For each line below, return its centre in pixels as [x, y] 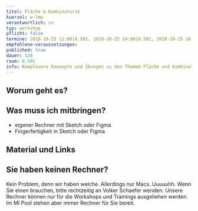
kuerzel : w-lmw [25, 17]
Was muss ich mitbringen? [56, 111]
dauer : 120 [19, 56]
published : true [26, 50]
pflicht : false [25, 34]
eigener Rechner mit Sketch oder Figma [63, 125]
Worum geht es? [37, 90]
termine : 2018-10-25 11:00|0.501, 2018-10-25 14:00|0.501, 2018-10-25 [95, 39]
